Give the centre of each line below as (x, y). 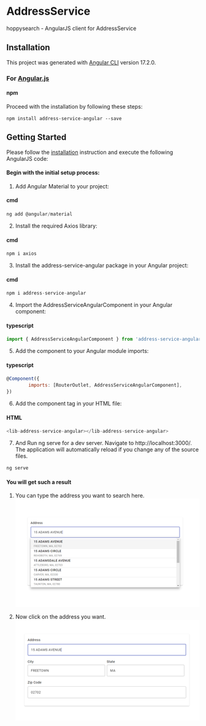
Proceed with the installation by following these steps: (74, 106)
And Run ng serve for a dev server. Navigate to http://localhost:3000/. (103, 443)
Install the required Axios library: (56, 226)
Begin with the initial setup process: (53, 172)
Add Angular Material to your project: (62, 186)
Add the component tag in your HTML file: (68, 404)
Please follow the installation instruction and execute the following (90, 152)
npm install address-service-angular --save (64, 118)
